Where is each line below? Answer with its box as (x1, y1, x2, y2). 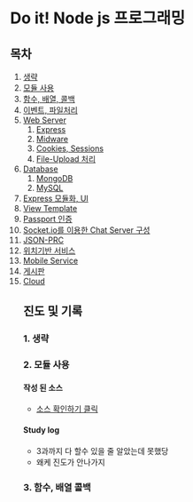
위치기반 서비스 (22, 245, 76, 256)
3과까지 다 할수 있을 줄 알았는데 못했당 (35, 445, 169, 456)
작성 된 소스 (22, 382, 63, 393)
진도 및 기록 (22, 304, 83, 319)
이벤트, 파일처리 (22, 105, 78, 116)
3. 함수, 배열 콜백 (22, 481, 91, 493)
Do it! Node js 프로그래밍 (10, 8, 186, 28)
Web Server (22, 115, 67, 125)
